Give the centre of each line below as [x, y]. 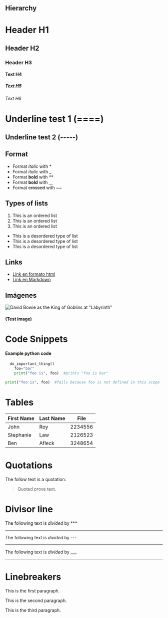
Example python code [28, 353]
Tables [19, 402]
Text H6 [13, 98]
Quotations [29, 465]
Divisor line [29, 509]
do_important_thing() [32, 364]
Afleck [47, 443]
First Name [21, 418]
